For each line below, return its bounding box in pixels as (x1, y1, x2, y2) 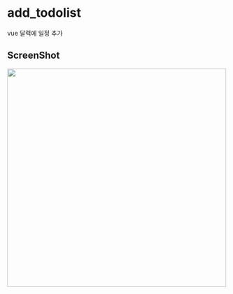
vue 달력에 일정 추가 (7, 29, 63, 37)
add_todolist (7, 5, 82, 21)
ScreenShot (7, 50, 60, 61)
